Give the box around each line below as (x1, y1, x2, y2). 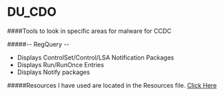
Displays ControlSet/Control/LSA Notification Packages (17, 53, 174, 62)
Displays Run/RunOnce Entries (17, 60, 105, 69)
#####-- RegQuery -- (7, 40, 70, 48)
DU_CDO (7, 4, 57, 20)
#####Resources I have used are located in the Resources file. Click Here (7, 81, 217, 89)
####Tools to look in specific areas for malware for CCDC (7, 27, 172, 35)
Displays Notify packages (17, 68, 90, 76)
